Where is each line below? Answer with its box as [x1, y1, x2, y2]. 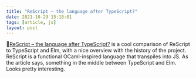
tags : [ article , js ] [6, 19, 57, 25]
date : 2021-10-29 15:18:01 [6, 14, 72, 20]
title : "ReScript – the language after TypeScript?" [6, 8, 138, 15]
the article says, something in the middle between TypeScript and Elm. [6, 59, 177, 66]
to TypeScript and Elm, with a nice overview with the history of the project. [6, 47, 187, 54]
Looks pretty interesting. [6, 65, 66, 73]
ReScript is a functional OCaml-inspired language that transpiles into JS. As [6, 53, 189, 60]
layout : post [6, 24, 38, 31]
